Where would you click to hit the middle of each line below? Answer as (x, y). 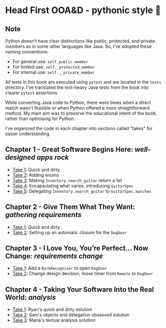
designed (20, 158)
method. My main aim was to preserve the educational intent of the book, (81, 113)
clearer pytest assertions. (32, 93)
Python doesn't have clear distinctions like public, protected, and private (80, 41)
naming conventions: (27, 52)
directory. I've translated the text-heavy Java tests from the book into (77, 87)
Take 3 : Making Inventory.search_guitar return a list (67, 180)
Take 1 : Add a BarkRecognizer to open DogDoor (60, 268)
